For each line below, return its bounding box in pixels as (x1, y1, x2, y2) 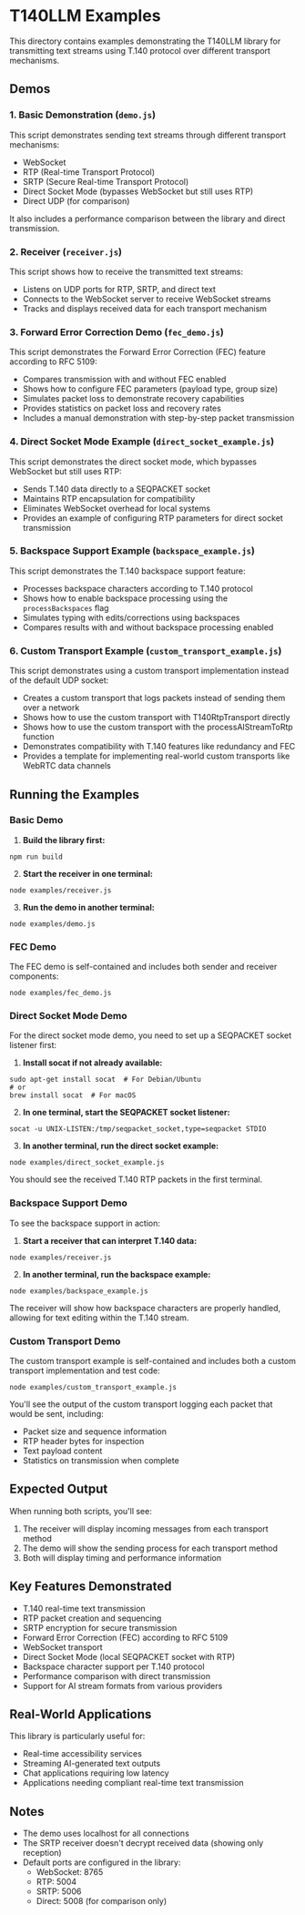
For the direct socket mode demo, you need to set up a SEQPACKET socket (9, 1030, 292, 1041)
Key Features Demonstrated (9, 1579, 172, 1594)
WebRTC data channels (22, 760, 111, 771)
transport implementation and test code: (9, 1365, 161, 1376)
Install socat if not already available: (22, 1057, 163, 1068)
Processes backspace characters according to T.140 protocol (22, 583, 253, 594)
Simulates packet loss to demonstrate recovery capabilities (22, 393, 245, 404)
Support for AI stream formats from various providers (22, 1680, 223, 1691)
